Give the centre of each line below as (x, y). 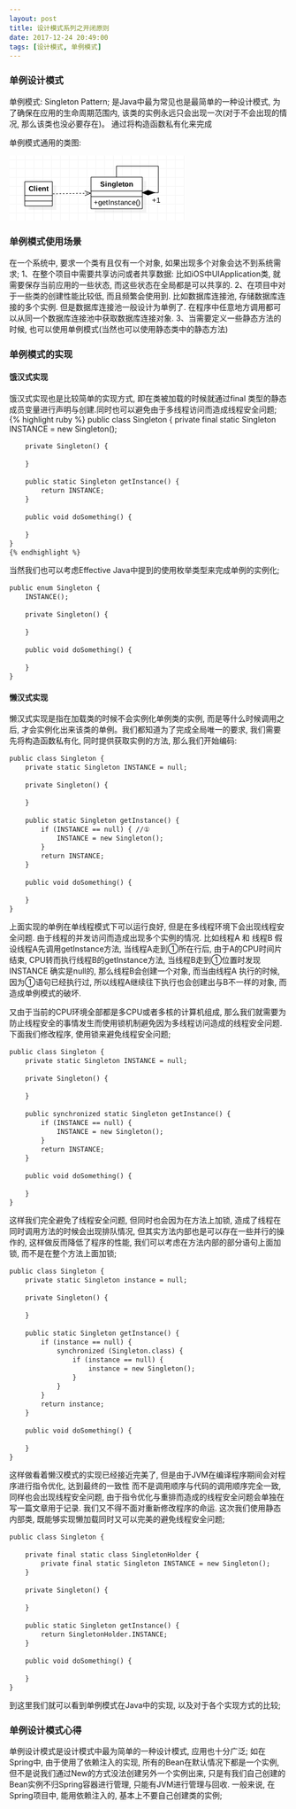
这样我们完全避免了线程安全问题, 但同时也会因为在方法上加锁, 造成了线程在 (145, 1220)
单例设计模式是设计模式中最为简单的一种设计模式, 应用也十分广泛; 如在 (138, 1751)
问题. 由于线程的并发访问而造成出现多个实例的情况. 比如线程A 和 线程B (144, 938)
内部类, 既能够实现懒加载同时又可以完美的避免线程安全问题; (117, 1519)
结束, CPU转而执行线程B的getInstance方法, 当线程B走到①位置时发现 (135, 960)
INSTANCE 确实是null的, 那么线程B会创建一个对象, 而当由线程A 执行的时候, (144, 971)
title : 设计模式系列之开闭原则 (59, 28)
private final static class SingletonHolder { (112, 1555)
